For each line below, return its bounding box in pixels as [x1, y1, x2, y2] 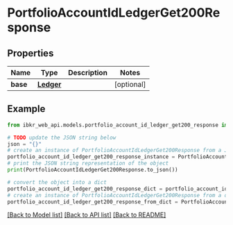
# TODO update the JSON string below [7, 134, 116, 141]
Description [68, 68, 107, 77]
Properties [7, 47, 54, 59]
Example [7, 103, 46, 115]
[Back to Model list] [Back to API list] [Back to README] [7, 210, 166, 219]
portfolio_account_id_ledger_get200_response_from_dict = [7, 198, 178, 206]
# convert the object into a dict [7, 178, 107, 185]
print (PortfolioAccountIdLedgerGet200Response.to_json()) [7, 167, 178, 174]
